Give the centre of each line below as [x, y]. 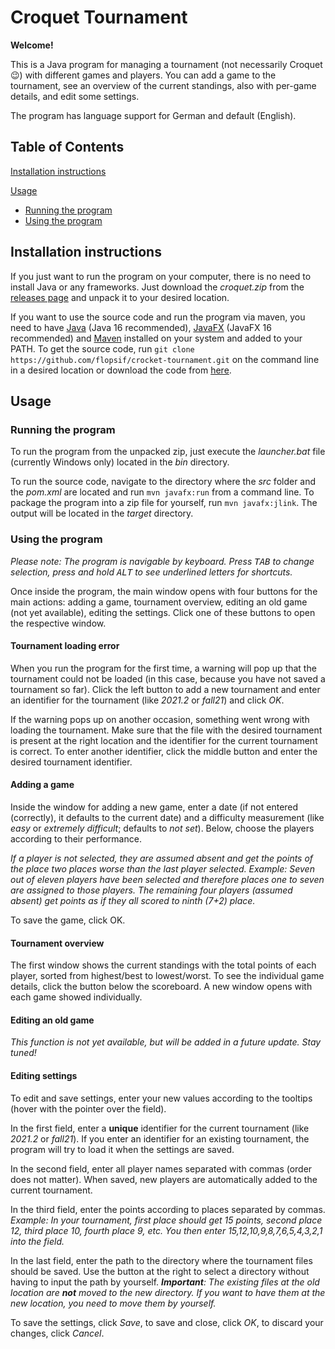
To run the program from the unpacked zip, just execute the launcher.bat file [168, 452]
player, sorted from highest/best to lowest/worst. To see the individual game [167, 976]
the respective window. [58, 623]
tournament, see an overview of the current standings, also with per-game [163, 85]
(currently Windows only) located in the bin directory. [120, 462]
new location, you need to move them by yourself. [113, 1303]
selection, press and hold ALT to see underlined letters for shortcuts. [151, 572]
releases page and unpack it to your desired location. [120, 297]
